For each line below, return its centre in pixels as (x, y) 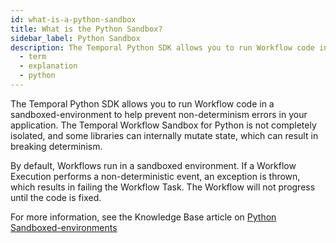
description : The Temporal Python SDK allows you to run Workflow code (162, 47)
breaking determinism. (56, 146)
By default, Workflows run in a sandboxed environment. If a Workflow (153, 165)
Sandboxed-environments (64, 227)
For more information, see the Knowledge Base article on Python (143, 217)
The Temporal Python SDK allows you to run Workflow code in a (142, 103)
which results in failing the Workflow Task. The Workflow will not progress (163, 187)
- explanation (48, 66)
